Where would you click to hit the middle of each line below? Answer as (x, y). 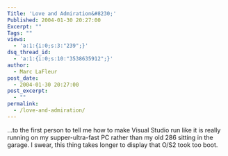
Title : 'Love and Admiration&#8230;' (62, 14)
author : (18, 65)
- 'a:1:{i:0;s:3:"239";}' (51, 46)
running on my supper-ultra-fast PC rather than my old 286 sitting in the (110, 137)
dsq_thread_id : (29, 53)
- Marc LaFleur (35, 71)
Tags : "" (20, 33)
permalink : (23, 104)
